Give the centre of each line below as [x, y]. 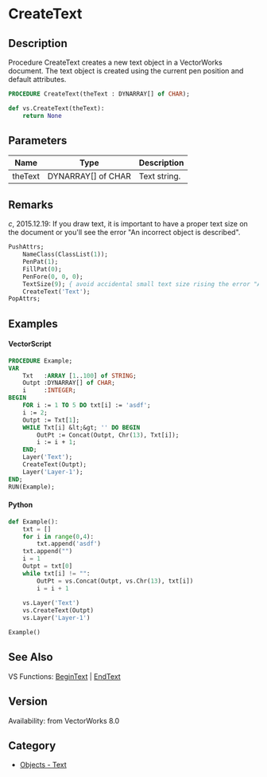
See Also [31, 657]
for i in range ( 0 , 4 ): [58, 536]
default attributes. [37, 79]
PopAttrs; [25, 299]
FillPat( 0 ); [42, 269]
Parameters [38, 141]
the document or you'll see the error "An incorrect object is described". [124, 233]
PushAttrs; [26, 247]
